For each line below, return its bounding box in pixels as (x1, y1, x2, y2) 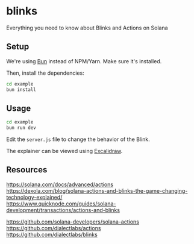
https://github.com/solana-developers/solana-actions (6, 218, 140, 225)
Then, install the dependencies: (6, 69, 84, 77)
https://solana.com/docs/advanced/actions (6, 181, 113, 188)
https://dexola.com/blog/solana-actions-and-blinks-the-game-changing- (6, 187, 188, 194)
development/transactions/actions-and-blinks (6, 206, 120, 213)
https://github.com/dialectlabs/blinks (6, 231, 98, 238)
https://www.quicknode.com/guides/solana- (6, 200, 116, 207)
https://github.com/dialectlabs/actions (6, 224, 101, 231)
